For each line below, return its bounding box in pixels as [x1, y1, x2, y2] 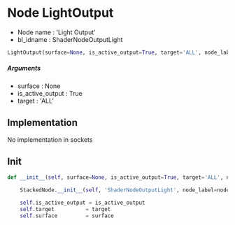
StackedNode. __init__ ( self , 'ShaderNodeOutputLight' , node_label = [20, 187, 218, 194]
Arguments [7, 64, 41, 73]
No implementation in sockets [7, 135, 93, 144]
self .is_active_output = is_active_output [20, 199, 145, 207]
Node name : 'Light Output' [17, 28, 96, 36]
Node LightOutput [7, 5, 114, 21]
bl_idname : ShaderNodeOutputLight [17, 35, 123, 43]
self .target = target [20, 206, 111, 213]
